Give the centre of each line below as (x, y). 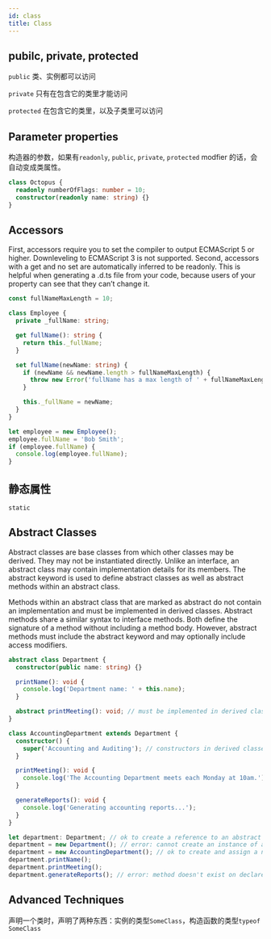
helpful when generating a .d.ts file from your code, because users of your (132, 275)
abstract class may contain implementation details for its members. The (127, 569)
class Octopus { (35, 182)
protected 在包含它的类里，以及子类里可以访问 (86, 111)
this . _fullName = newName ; (68, 402)
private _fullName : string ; (63, 321)
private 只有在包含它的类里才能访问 (68, 94)
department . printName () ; (50, 860)
